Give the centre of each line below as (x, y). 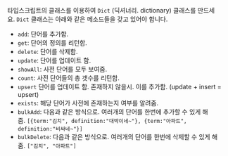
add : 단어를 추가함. (43, 34)
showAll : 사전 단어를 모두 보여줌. (62, 69)
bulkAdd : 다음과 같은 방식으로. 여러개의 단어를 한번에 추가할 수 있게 (109, 112)
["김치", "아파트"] (52, 146)
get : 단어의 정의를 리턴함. (52, 43)
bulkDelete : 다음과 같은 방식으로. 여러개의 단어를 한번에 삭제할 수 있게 (114, 137)
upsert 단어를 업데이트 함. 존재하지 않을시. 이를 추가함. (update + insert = (119, 87)
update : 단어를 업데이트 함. (54, 60)
